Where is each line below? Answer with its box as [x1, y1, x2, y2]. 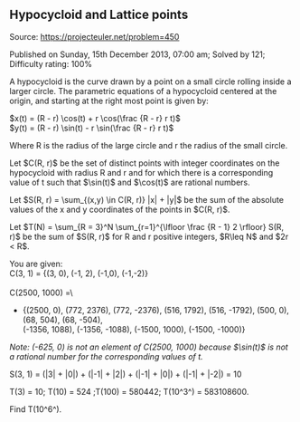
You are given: [9, 258, 63, 269]
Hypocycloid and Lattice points [9, 7, 189, 23]
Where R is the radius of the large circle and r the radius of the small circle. [9, 139, 288, 150]
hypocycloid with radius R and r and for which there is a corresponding [9, 167, 274, 177]
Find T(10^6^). [9, 403, 62, 415]
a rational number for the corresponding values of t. [9, 350, 203, 361]
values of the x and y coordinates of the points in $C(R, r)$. [9, 204, 230, 215]
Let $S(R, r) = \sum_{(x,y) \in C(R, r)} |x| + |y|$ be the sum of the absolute [9, 194, 285, 205]
